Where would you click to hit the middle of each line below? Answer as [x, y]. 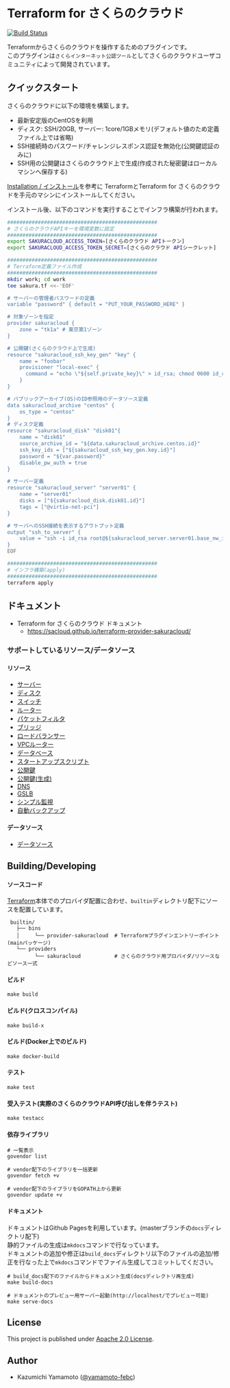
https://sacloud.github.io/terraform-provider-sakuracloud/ [109, 632]
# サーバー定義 [26, 481]
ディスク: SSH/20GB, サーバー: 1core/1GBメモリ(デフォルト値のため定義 [118, 129]
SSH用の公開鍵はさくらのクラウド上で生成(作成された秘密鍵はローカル [117, 163]
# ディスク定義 [25, 424]
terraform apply [30, 583]
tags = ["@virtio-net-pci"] [59, 507]
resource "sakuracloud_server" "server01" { [72, 488]
